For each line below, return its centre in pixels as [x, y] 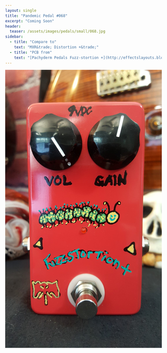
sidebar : [14, 37]
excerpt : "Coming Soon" [30, 21]
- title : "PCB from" [31, 52]
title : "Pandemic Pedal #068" [37, 16]
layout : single [21, 10]
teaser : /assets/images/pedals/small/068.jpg [58, 32]
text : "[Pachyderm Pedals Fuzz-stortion [56, 58]
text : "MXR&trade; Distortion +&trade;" [56, 47]
